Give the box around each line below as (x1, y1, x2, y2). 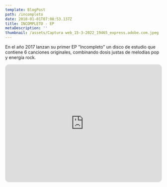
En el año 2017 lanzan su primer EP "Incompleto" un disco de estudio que (5, 44, 156, 50)
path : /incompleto (5, 12, 43, 17)
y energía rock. (5, 55, 36, 60)
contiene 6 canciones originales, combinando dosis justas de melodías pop (5, 49, 160, 55)
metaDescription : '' (5, 26, 48, 31)
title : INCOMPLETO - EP (5, 21, 55, 26)
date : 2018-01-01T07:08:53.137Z (5, 16, 72, 21)
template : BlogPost (5, 7, 46, 12)
